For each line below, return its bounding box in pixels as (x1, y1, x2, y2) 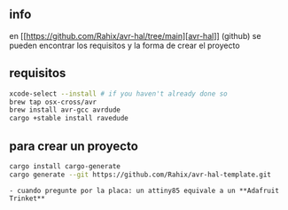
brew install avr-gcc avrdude (9, 105, 121, 114)
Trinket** (9, 194, 46, 203)
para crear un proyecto (9, 138, 139, 153)
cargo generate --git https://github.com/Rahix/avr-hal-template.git (9, 170, 272, 179)
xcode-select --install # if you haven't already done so (9, 89, 228, 98)
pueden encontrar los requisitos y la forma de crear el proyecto (9, 40, 241, 51)
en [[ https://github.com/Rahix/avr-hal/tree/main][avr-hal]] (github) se (9, 30, 261, 41)
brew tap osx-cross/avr (9, 97, 97, 106)
